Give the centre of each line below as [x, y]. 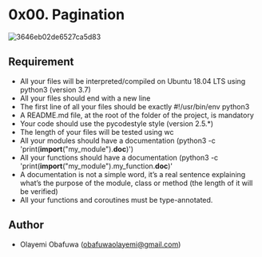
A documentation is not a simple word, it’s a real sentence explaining [133, 174]
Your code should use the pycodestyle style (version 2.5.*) [117, 123]
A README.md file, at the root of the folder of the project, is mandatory [137, 115]
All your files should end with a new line [85, 98]
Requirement [41, 62]
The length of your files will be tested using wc [97, 132]
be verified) [39, 191]
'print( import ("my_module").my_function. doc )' [96, 166]
